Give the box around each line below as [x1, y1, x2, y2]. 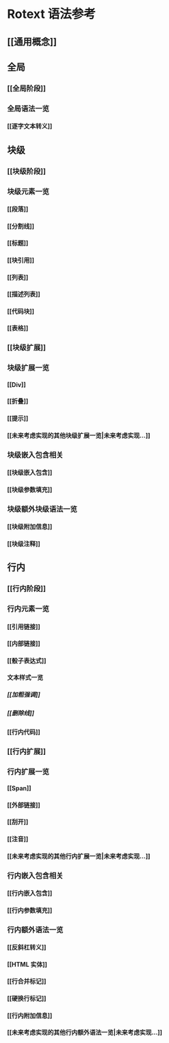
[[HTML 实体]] [7, 960, 48, 968]
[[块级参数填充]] [7, 485, 53, 494]
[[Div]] [7, 380, 26, 388]
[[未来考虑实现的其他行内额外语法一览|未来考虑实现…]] [7, 1029, 163, 1037]
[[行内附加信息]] [7, 1011, 53, 1020]
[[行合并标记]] [7, 977, 47, 985]
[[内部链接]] [7, 639, 41, 648]
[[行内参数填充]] [7, 905, 53, 914]
